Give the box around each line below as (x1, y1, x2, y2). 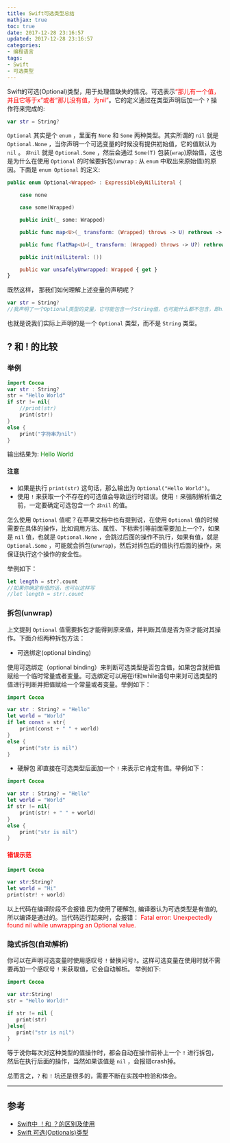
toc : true (7, 23, 36, 30)
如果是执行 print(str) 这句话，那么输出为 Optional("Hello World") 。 (16, 483, 214, 492)
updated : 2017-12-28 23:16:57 (7, 36, 94, 43)
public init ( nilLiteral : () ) (19, 253, 103, 261)
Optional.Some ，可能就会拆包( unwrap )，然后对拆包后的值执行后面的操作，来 (7, 541, 222, 549)
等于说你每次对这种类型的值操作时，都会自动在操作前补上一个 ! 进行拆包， (7, 1048, 218, 1057)
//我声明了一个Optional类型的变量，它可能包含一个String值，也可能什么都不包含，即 (7, 306, 220, 313)
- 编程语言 (7, 49, 34, 56)
